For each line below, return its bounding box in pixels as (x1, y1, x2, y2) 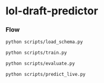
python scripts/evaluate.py (5, 61, 75, 67)
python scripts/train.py (5, 50, 67, 56)
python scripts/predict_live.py (5, 72, 86, 78)
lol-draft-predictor (5, 4, 99, 18)
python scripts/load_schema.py (5, 39, 83, 45)
